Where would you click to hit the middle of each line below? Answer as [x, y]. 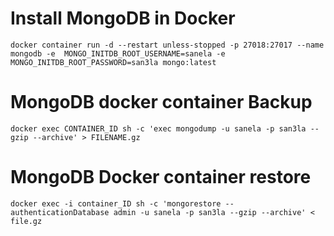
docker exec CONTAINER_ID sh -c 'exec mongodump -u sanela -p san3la [158, 128]
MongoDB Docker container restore [161, 177]
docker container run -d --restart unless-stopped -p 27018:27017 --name [167, 45]
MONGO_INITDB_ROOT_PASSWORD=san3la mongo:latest [113, 62]
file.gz [26, 221]
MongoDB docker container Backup [161, 102]
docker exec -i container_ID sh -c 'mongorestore [116, 203]
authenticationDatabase [60, 212]
